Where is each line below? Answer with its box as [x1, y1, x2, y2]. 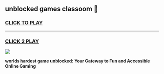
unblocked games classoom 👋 [5, 5, 99, 13]
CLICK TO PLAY [5, 19, 43, 26]
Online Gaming [5, 63, 36, 69]
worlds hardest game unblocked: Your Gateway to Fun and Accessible [5, 58, 150, 64]
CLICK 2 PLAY [5, 37, 39, 44]
